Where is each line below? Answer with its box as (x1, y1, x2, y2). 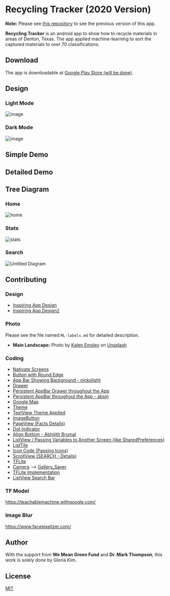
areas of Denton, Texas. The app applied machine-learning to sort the (5, 36, 152, 42)
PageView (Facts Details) (12, 420, 65, 427)
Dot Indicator (12, 426, 40, 432)
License (5, 572, 31, 580)
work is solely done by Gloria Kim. (5, 557, 77, 563)
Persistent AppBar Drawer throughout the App (12, 388, 109, 394)
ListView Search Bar (12, 475, 55, 481)
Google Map (12, 399, 39, 405)
